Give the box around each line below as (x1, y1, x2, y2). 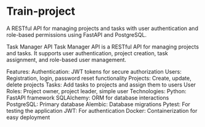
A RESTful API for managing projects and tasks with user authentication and (6, 25, 198, 32)
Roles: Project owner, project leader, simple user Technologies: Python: (6, 87, 187, 94)
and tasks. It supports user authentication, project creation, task (6, 49, 169, 56)
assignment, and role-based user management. (6, 56, 127, 63)
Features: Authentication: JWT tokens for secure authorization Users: (6, 67, 182, 75)
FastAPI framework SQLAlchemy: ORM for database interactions (6, 94, 169, 101)
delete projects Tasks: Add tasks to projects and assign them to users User (6, 81, 196, 88)
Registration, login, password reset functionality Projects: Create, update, (6, 74, 191, 82)
